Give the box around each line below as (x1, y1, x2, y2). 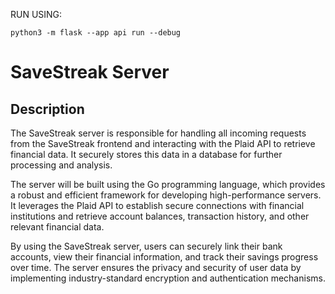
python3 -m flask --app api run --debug (10, 28, 182, 38)
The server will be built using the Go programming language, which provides (10, 179, 326, 190)
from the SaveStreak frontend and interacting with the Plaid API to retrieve (10, 138, 316, 149)
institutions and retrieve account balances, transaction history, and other (10, 210, 310, 222)
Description (10, 100, 85, 118)
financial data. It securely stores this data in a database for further (10, 149, 283, 160)
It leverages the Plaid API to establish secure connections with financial (10, 200, 305, 211)
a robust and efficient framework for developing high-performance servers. (10, 189, 322, 201)
